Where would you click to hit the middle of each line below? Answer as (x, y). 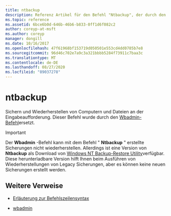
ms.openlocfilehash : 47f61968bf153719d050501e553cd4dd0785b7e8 (74, 48)
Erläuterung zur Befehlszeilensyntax (51, 198)
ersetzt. (27, 122)
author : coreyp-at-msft (31, 29)
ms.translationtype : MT (31, 58)
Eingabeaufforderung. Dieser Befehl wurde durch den (62, 117)
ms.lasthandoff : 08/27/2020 (35, 67)
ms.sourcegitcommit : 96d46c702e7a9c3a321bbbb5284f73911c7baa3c (74, 53)
